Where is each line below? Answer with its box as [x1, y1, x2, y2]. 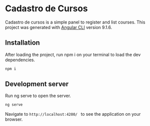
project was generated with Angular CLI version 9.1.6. [5, 24, 112, 30]
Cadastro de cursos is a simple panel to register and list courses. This [5, 19, 146, 25]
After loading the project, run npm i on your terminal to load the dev [5, 51, 141, 57]
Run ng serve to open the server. [5, 93, 71, 99]
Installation [5, 39, 40, 47]
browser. [5, 116, 23, 123]
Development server [5, 80, 69, 88]
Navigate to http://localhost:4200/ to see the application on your [5, 111, 141, 117]
